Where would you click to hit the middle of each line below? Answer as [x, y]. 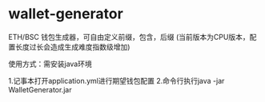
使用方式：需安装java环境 [50, 64]
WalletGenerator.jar [40, 89]
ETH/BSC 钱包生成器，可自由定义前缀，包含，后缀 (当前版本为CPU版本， [129, 37]
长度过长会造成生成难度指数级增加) [72, 47]
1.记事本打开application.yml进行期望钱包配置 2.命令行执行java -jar [116, 80]
